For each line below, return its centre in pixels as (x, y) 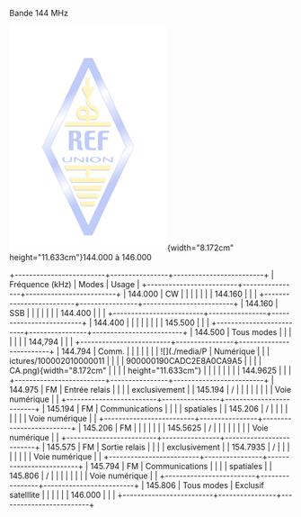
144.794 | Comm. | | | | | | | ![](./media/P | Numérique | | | (166, 351)
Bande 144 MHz (39, 13)
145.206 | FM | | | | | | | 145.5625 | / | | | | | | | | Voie (176, 428)
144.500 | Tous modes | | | (243, 332)
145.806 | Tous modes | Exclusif (205, 485)
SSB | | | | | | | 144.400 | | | (58, 313)
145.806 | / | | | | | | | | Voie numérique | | (84, 476)
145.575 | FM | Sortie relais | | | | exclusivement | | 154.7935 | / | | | (168, 447)
